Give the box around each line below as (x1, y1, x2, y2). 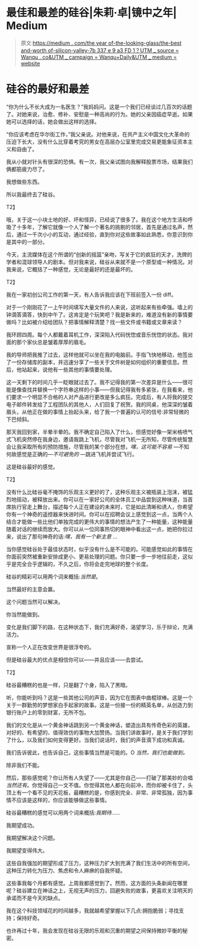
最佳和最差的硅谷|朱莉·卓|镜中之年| (6, 6, 177, 20)
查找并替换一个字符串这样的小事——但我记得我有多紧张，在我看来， (21, 386, 188, 393)
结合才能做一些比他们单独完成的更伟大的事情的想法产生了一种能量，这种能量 (6, 518, 193, 525)
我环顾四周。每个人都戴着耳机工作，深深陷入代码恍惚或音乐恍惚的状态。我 (6, 331, 188, 338)
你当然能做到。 (6, 610, 43, 618)
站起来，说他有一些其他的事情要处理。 (21, 366, 115, 373)
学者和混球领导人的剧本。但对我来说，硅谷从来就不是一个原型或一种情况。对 (6, 258, 193, 265)
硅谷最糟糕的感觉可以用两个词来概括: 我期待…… (6, 809, 121, 816)
